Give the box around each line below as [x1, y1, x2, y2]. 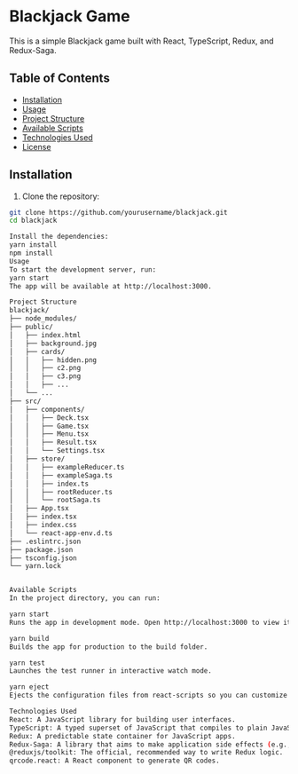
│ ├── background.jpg [9, 339, 98, 348]
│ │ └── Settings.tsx [9, 446, 105, 455]
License [21, 141, 51, 152]
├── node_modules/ [9, 314, 77, 323]
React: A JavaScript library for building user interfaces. [9, 715, 237, 724]
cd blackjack [9, 216, 58, 225]
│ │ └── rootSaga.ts [9, 495, 101, 505]
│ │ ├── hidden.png [9, 355, 98, 365]
